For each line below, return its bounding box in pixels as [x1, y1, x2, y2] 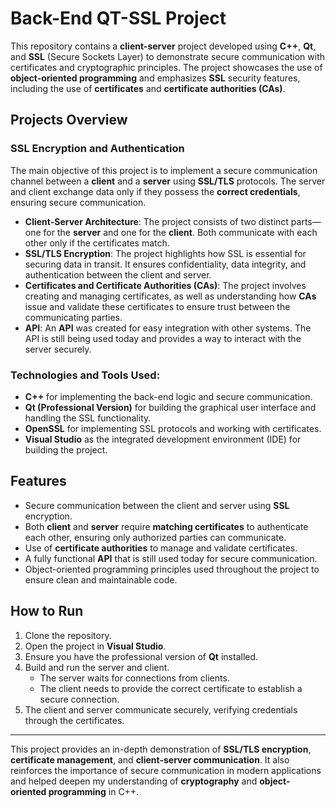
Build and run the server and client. [24, 661, 170, 673]
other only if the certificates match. [24, 237, 170, 249]
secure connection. [39, 693, 120, 705]
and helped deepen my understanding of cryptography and [10, 775, 258, 787]
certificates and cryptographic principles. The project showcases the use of [10, 61, 323, 73]
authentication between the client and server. [24, 268, 212, 281]
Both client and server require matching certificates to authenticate [24, 520, 309, 532]
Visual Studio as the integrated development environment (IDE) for [24, 433, 302, 445]
